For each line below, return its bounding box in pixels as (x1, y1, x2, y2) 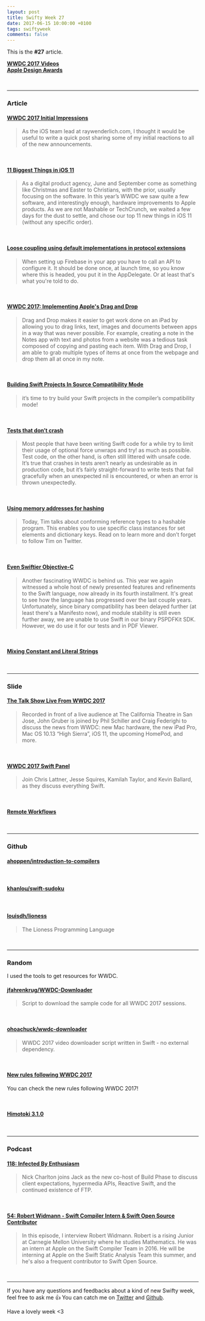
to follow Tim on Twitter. (21, 538, 83, 545)
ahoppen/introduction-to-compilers (7, 857, 100, 864)
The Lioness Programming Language (21, 926, 115, 933)
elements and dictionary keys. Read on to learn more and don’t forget (21, 531, 196, 538)
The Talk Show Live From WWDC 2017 (7, 697, 105, 704)
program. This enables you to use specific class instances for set (21, 524, 186, 532)
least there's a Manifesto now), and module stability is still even (21, 609, 181, 616)
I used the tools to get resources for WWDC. (7, 973, 118, 980)
